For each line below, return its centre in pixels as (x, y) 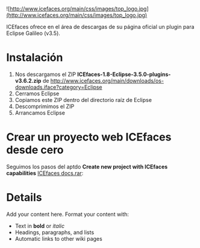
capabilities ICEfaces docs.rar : (45, 173)
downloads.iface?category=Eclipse (58, 87)
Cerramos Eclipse (37, 94)
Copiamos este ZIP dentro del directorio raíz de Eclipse (83, 100)
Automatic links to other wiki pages (58, 238)
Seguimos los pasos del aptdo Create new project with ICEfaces (87, 167)
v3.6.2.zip (28, 80)
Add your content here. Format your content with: (68, 214)
